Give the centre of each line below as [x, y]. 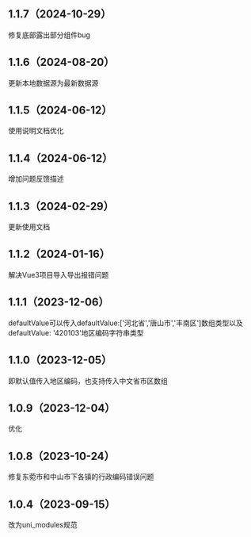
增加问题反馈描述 [36, 179]
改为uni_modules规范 [43, 524]
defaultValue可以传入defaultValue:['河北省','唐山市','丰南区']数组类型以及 [125, 323]
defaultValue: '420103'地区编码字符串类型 [76, 332]
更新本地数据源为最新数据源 [53, 82]
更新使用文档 [29, 227]
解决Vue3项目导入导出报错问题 [59, 274]
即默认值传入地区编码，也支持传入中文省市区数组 [88, 381]
